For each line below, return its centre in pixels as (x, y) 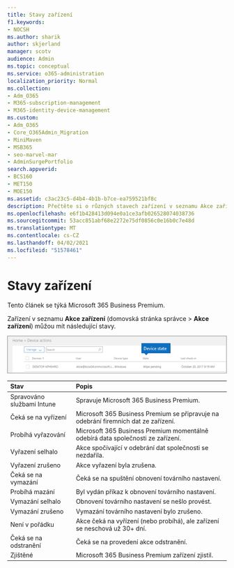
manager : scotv (29, 52)
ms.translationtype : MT (42, 228)
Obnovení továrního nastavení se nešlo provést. (144, 502)
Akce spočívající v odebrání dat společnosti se (142, 448)
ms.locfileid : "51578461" (45, 250)
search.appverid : (32, 170)
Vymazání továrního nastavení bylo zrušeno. (139, 511)
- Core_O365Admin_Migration (48, 133)
